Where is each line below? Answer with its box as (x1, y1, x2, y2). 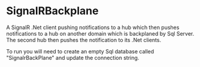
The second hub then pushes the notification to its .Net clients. (6, 36, 162, 43)
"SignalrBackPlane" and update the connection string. (6, 54, 140, 61)
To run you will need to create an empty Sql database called (6, 47, 154, 55)
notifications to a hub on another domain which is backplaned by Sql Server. (6, 30, 195, 37)
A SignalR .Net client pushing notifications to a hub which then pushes (6, 24, 180, 31)
